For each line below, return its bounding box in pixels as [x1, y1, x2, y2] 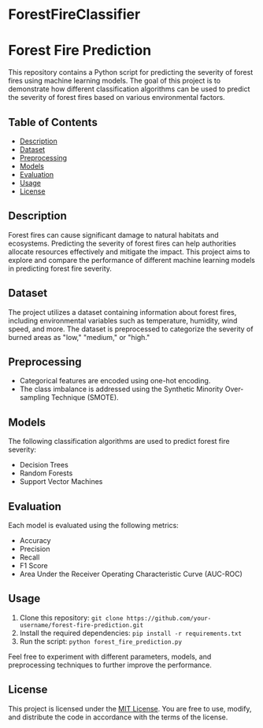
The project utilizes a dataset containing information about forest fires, [8, 307, 237, 316]
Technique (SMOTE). [50, 393, 120, 402]
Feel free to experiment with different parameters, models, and [8, 652, 212, 661]
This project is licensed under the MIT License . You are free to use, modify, [8, 704, 252, 713]
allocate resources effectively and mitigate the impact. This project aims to [8, 246, 250, 257]
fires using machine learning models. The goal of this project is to [8, 76, 221, 86]
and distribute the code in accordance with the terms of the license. [8, 712, 228, 722]
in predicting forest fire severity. [8, 264, 113, 273]
